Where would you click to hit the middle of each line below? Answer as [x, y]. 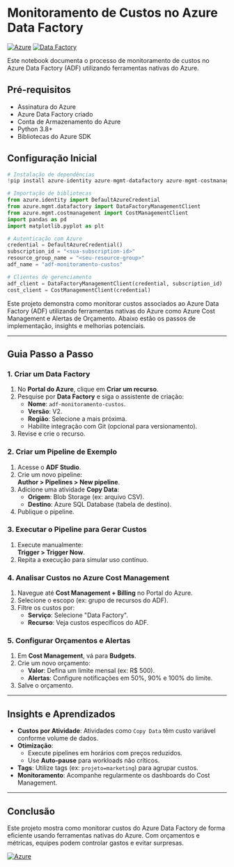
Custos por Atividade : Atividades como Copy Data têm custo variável [116, 731]
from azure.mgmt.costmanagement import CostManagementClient [98, 213]
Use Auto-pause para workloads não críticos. [94, 761]
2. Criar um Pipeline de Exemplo [62, 452]
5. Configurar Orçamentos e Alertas [69, 641]
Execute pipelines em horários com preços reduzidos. [105, 753]
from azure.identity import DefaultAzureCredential [84, 200]
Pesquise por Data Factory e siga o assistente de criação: [101, 397]
